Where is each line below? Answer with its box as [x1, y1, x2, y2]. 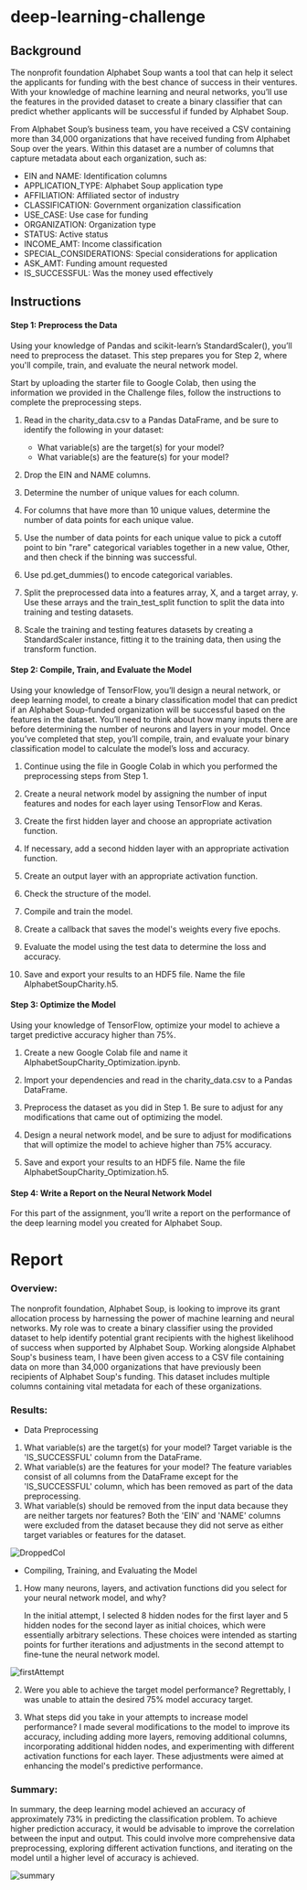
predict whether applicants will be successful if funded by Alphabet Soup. [10, 106, 289, 116]
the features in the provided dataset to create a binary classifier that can [10, 96, 282, 107]
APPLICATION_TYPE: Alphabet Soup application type [23, 180, 224, 191]
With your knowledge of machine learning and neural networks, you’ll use [10, 87, 288, 97]
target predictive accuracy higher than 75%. [10, 1030, 176, 1040]
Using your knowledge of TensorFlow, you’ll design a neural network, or [10, 684, 281, 696]
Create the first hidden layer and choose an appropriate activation [23, 816, 272, 827]
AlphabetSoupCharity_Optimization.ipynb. [23, 1057, 181, 1067]
